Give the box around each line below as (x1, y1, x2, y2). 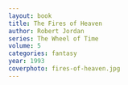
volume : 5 (8, 42, 42, 50)
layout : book (8, 11, 52, 20)
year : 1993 (8, 57, 45, 66)
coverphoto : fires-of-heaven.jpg (8, 65, 121, 73)
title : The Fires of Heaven (8, 19, 103, 28)
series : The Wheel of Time (8, 34, 99, 43)
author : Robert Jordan (8, 27, 85, 35)
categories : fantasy (8, 49, 78, 57)
